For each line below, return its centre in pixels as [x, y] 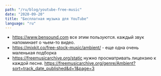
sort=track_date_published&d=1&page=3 [53, 69]
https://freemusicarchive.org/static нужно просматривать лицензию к [84, 58]
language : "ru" [21, 23]
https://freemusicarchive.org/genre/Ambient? [90, 63]
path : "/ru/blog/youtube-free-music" [44, 10]
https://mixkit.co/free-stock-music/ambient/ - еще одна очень [75, 48]
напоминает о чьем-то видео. [43, 43]
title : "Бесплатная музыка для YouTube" [47, 19]
